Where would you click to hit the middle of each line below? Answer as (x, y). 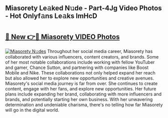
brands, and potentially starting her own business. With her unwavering (79, 99)
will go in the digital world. (32, 110)
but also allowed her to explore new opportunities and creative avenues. (80, 78)
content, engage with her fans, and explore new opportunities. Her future (81, 89)
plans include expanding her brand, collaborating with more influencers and (83, 94)
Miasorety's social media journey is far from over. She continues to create (81, 83)
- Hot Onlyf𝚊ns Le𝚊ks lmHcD (51, 16)
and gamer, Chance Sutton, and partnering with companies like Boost (77, 67)
